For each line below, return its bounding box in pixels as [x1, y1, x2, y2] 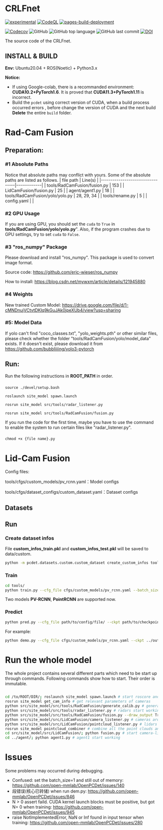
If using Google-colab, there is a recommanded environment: [12, 84, 134, 90]
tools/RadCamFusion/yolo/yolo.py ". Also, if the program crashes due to [5, 226, 150, 232]
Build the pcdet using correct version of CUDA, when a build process [12, 99, 149, 105]
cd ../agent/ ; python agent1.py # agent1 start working [5, 735, 120, 740]
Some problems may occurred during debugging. [5, 768, 104, 774]
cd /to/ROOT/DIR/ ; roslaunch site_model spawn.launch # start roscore [5, 695, 151, 699]
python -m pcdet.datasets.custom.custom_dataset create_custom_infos [5, 560, 149, 565]
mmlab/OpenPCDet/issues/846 [12, 794, 75, 800]
